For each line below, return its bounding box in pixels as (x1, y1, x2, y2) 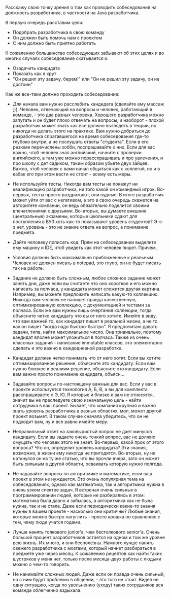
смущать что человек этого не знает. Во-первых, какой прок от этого (12, 439, 164, 445)
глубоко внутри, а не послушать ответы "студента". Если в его (12, 139, 149, 145)
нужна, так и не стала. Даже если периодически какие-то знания (12, 503, 156, 509)
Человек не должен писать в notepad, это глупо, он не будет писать (12, 260, 161, 266)
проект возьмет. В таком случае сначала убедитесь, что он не (12, 413, 149, 419)
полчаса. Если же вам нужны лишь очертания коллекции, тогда (12, 307, 152, 313)
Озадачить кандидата (12, 65, 60, 71)
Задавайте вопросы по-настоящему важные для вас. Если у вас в (12, 381, 157, 387)
